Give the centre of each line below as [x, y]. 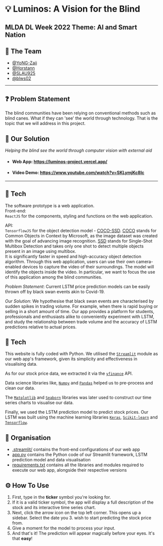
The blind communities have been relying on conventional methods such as [81, 113]
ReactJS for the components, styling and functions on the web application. [79, 216]
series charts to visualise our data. [39, 403]
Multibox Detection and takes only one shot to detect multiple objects [74, 246]
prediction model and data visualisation [51, 460]
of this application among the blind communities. [54, 277]
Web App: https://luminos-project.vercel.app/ [60, 161]
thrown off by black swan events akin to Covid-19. [55, 291]
